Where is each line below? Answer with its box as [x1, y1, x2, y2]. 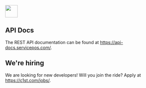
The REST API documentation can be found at [5, 39, 99, 45]
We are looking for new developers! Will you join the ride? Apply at [5, 72, 142, 78]
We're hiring [5, 59, 44, 67]
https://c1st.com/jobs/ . [5, 77, 51, 83]
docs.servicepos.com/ [5, 44, 51, 50]
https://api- [100, 39, 123, 45]
